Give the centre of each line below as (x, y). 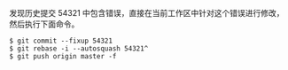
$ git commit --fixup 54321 (61, 41)
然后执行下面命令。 (44, 24)
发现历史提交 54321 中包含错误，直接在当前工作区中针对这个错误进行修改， (147, 13)
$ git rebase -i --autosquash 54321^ (79, 49)
